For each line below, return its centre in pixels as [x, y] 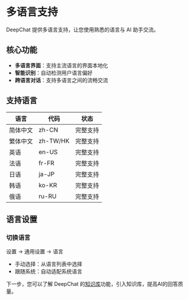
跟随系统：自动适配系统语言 [48, 272]
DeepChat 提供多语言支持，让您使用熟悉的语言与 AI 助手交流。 [83, 30]
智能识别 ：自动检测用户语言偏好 [53, 73]
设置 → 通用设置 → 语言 [35, 252]
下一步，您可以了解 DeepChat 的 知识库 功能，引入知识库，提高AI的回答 [92, 284]
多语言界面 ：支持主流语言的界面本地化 [61, 65]
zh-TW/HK [54, 141]
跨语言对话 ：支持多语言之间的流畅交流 [61, 80]
